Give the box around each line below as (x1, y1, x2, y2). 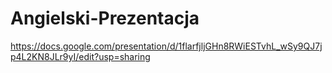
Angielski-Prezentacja (10, 7, 200, 30)
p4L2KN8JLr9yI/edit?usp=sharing (10, 50, 151, 62)
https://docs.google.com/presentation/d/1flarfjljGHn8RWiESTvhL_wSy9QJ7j (10, 40, 323, 52)
